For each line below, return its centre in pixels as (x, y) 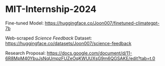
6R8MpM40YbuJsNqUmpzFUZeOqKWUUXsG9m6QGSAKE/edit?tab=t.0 (80, 58)
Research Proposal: (25, 53)
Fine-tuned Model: (24, 23)
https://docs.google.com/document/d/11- (89, 53)
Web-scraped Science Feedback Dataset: (49, 38)
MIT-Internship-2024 (51, 9)
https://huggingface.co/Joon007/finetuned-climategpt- (102, 23)
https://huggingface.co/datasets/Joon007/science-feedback (68, 43)
